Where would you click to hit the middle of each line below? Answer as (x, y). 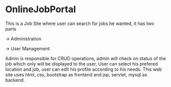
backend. (15, 80)
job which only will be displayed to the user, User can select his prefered (82, 64)
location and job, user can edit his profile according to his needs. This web (84, 69)
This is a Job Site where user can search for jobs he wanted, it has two (80, 23)
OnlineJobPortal (41, 9)
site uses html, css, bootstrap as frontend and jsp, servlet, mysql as (76, 74)
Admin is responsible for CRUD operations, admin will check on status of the (86, 58)
